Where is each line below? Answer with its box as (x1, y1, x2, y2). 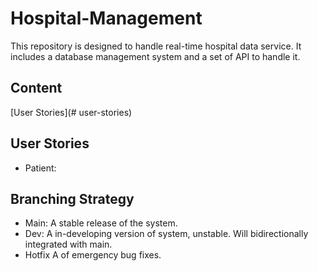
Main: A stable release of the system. (24, 217, 178, 229)
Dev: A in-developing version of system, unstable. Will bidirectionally (24, 228, 309, 240)
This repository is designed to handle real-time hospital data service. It (10, 40, 302, 52)
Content (10, 80, 63, 97)
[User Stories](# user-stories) (10, 106, 133, 118)
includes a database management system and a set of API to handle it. (10, 50, 301, 62)
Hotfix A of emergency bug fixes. (24, 249, 162, 261)
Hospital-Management (10, 7, 203, 30)
